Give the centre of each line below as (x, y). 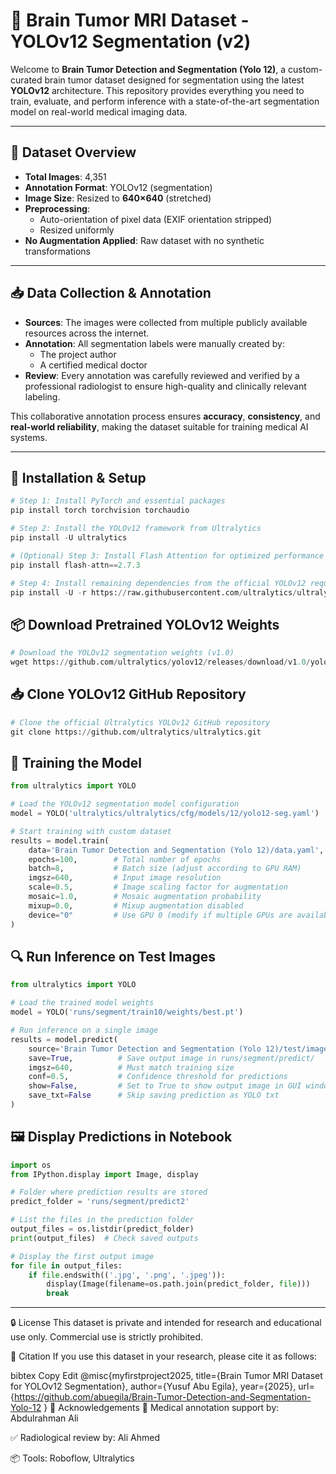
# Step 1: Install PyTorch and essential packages (118, 501)
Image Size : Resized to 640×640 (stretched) (118, 198)
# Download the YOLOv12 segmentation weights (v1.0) (122, 653)
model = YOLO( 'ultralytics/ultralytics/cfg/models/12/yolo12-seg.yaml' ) (165, 814)
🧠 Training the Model (76, 762)
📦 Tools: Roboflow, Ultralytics (72, 1458)
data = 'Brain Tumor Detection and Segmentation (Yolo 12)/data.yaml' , (176, 850)
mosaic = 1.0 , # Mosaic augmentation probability (145, 897)
